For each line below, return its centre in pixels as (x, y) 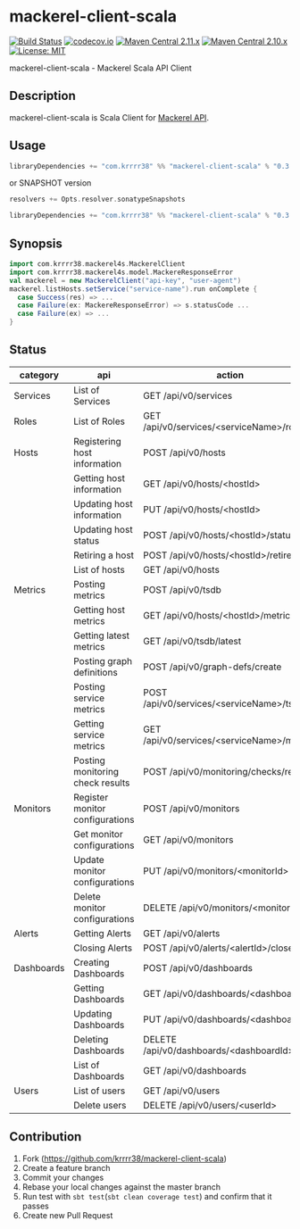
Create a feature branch (66, 1167)
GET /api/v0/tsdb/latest (192, 641)
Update (88, 859)
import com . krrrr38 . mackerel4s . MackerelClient (97, 264)
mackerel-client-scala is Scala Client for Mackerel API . (109, 117)
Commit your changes (63, 1177)
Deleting (91, 1039)
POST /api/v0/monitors (191, 808)
